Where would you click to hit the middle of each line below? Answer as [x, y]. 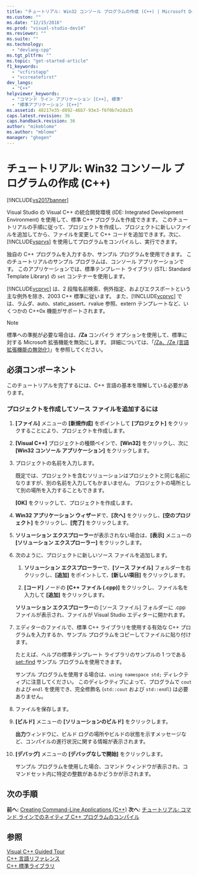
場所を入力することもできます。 [69, 490]
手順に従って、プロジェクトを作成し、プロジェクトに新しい [104, 227]
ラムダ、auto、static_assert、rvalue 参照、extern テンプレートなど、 [100, 303]
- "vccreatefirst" [35, 77]
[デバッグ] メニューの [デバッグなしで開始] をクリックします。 [90, 754]
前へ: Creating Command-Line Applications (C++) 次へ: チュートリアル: [93, 809]
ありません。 [31, 696]
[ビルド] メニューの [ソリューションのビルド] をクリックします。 [93, 721]
